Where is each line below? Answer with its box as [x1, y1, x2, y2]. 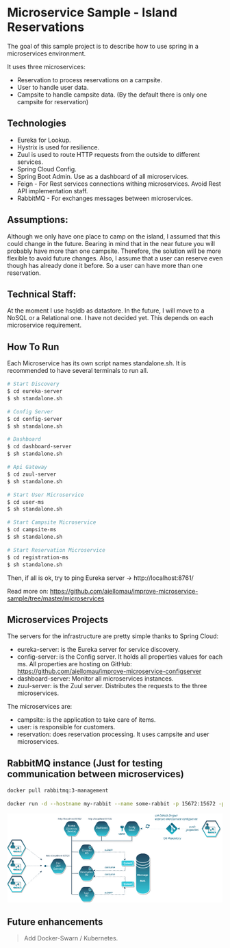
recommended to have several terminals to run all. [7, 367, 149, 375]
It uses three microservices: [7, 62, 86, 71]
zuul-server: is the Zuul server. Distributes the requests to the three [16, 682, 207, 690]
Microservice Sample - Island [7, 5, 178, 21]
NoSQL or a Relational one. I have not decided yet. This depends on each [7, 314, 214, 322]
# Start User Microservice [7, 491, 84, 498]
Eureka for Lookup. [16, 136, 71, 144]
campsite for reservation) [16, 97, 89, 106]
